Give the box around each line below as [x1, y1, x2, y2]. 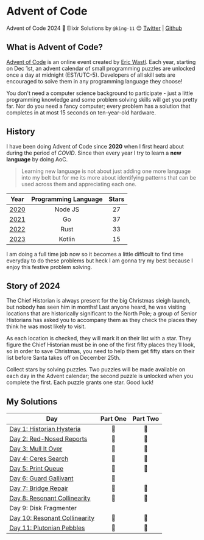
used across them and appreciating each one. [21, 180, 137, 188]
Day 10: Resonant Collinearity [9, 514, 95, 522]
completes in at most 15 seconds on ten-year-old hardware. [6, 108, 157, 116]
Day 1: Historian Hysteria [9, 425, 81, 433]
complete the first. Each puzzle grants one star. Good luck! [6, 379, 154, 386]
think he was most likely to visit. [6, 323, 86, 330]
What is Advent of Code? [6, 42, 104, 52]
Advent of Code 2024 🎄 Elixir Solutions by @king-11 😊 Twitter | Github [6, 24, 183, 32]
